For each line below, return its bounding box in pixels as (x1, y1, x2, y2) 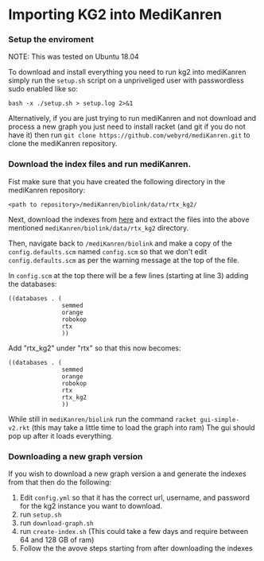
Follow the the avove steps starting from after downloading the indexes (19, 544, 253, 553)
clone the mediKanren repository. (8, 139, 118, 149)
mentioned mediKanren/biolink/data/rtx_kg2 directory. (8, 222, 189, 232)
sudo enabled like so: (8, 84, 78, 94)
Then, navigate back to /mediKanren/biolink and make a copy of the (8, 238, 232, 248)
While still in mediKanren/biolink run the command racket (8, 414, 197, 424)
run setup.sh (19, 510, 62, 520)
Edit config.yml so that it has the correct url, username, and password (19, 493, 250, 502)
